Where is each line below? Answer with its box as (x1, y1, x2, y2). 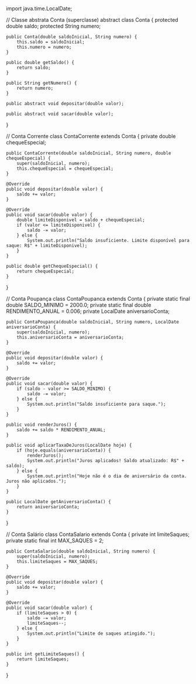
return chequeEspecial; (16, 268, 75, 274)
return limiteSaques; (16, 656, 69, 662)
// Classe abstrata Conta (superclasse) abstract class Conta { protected (6, 16, 178, 23)
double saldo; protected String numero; (6, 23, 101, 29)
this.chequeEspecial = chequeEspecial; (16, 166, 114, 171)
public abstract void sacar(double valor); (6, 111, 114, 117)
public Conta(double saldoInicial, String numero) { (6, 34, 137, 40)
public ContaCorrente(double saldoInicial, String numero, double (6, 150, 171, 156)
